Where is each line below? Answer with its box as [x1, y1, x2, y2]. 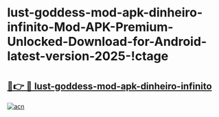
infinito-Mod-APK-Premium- [7, 19, 174, 35]
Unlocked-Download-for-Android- [7, 34, 207, 49]
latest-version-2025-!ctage [7, 49, 169, 64]
